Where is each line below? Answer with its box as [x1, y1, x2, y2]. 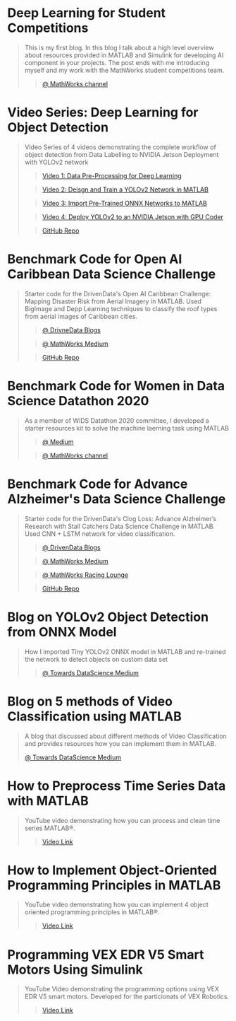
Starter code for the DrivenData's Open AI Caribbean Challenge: [24, 289, 211, 298]
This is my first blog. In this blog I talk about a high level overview [24, 43, 214, 52]
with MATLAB [7, 793, 89, 809]
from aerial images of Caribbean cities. [24, 312, 138, 320]
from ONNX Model [7, 624, 117, 640]
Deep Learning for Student [7, 5, 166, 21]
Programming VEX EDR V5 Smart [7, 946, 204, 962]
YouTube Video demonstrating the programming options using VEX [24, 985, 220, 993]
